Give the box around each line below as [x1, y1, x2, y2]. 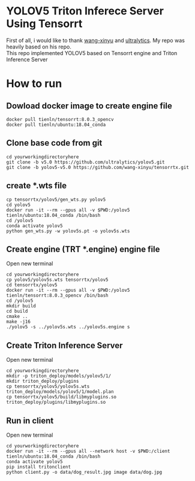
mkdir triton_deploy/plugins [6, 379, 79, 385]
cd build [6, 308, 28, 314]
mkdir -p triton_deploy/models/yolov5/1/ [6, 373, 112, 379]
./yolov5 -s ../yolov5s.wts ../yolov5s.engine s [6, 324, 130, 330]
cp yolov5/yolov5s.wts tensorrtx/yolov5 [6, 277, 109, 283]
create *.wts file [6, 181, 67, 191]
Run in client [6, 415, 54, 426]
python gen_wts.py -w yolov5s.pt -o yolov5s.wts [6, 228, 130, 234]
